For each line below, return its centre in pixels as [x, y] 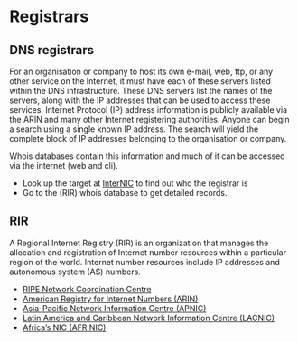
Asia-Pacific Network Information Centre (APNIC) [114, 308]
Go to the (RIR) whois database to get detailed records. [125, 193]
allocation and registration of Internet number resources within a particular [148, 252]
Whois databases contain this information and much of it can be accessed [148, 156]
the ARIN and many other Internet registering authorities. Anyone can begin [149, 120]
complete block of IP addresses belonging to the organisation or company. [148, 138]
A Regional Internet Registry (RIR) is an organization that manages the [139, 243]
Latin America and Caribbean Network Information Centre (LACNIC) [149, 318]
